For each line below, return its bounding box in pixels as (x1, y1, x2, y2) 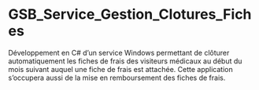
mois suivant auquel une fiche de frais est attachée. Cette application (8, 64, 234, 74)
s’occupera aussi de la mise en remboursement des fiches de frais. (8, 73, 226, 82)
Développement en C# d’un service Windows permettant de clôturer (8, 48, 230, 57)
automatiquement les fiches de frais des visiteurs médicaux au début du (8, 56, 242, 66)
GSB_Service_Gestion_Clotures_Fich (8, 5, 252, 23)
